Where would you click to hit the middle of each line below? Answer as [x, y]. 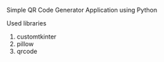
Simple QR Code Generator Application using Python [82, 10]
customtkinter [36, 37]
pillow [25, 44]
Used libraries [26, 23]
